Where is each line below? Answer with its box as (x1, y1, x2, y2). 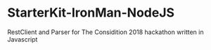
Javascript (7, 35, 38, 43)
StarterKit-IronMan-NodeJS (7, 5, 174, 21)
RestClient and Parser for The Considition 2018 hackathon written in (7, 28, 204, 36)
